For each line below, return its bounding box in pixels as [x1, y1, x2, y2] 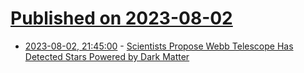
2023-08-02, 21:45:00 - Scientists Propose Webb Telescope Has [24, 40, 294, 52]
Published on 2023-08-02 [10, 7, 233, 30]
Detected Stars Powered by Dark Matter [24, 50, 190, 62]
